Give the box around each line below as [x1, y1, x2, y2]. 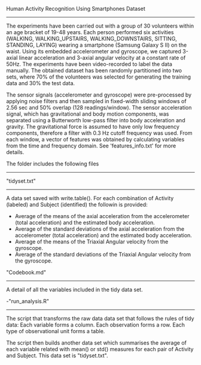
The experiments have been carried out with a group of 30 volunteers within [6, 22, 194, 29]
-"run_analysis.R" [6, 298, 50, 304]
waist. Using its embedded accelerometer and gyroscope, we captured [6, 48, 181, 55]
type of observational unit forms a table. [6, 328, 105, 334]
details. [6, 149, 25, 155]
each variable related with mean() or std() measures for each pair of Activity [6, 346, 194, 352]
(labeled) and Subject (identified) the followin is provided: [6, 201, 148, 208]
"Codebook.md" [6, 269, 47, 276]
